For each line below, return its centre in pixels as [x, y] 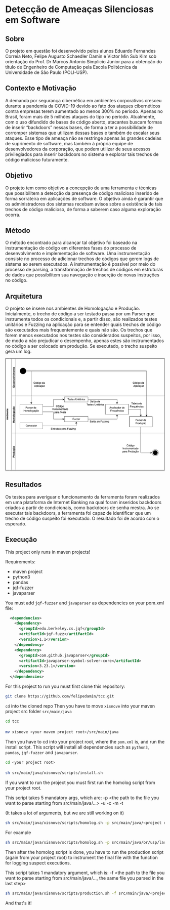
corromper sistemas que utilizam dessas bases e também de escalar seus [82, 133]
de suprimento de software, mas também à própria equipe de [69, 143]
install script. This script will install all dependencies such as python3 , [77, 747]
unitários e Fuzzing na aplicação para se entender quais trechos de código [83, 324]
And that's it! [18, 903]
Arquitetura [24, 296]
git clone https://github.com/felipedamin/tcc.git [60, 696]
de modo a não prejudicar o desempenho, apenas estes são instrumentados [85, 341]
